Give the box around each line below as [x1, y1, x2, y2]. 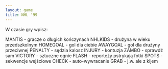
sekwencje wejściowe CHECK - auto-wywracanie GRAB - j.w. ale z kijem [5, 58, 158, 64]
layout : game [5, 7, 33, 13]
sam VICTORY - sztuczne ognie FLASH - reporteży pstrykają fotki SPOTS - [5, 52, 163, 59]
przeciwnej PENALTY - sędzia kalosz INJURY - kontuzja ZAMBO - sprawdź [5, 47, 163, 53]
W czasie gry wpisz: [5, 26, 48, 32]
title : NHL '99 [5, 12, 38, 17]
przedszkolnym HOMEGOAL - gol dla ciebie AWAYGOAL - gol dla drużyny [5, 41, 160, 48]
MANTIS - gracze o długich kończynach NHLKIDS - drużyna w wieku [5, 36, 151, 42]
